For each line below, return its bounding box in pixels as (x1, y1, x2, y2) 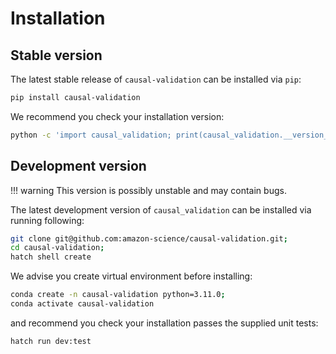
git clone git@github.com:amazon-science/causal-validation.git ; (10, 233, 288, 244)
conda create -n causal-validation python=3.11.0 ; (10, 290, 226, 300)
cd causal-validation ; (10, 243, 105, 253)
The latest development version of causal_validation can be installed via (10, 203, 312, 216)
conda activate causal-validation (10, 299, 155, 309)
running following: (10, 214, 85, 226)
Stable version (10, 47, 103, 64)
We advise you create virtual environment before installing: (10, 270, 253, 282)
